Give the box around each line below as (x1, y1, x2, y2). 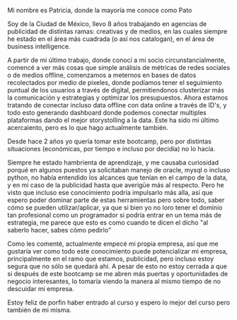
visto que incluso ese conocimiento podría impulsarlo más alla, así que (7, 189, 214, 196)
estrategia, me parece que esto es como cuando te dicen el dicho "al (7, 218, 209, 227)
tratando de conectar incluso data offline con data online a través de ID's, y (7, 101, 227, 109)
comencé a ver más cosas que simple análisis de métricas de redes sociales (7, 64, 231, 71)
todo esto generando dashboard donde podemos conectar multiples (7, 109, 207, 117)
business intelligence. (7, 42, 71, 50)
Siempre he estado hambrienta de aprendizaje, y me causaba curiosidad (7, 158, 219, 167)
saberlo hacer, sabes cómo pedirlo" (7, 226, 112, 234)
